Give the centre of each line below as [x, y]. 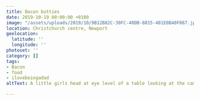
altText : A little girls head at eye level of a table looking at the [96, 84]
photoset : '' [22, 50]
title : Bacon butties [33, 12]
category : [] [22, 56]
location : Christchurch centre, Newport [57, 28]
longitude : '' [29, 45]
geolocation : [22, 34]
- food [14, 72]
